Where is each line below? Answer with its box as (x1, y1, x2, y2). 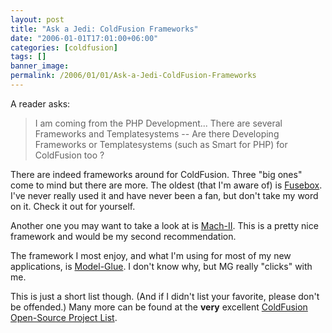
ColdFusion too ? (34, 149, 105, 161)
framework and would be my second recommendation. (10, 230, 237, 242)
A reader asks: (10, 97, 71, 110)
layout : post (10, 14, 65, 25)
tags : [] (10, 52, 47, 62)
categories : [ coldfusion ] (10, 42, 118, 53)
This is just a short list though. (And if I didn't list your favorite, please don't (10, 290, 320, 302)
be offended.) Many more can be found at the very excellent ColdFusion (10, 301, 308, 313)
